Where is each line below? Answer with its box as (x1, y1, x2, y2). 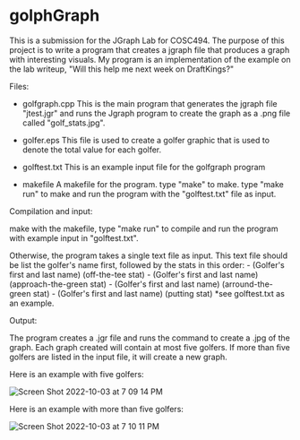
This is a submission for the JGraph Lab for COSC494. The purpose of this (9, 35, 285, 46)
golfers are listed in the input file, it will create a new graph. (9, 351, 228, 362)
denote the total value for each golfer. (21, 144, 162, 155)
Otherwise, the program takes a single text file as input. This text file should (9, 250, 288, 261)
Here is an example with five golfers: (9, 368, 145, 379)
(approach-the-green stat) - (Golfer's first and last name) (9, 279, 220, 289)
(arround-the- (221, 279, 273, 289)
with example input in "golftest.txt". (9, 232, 139, 243)
